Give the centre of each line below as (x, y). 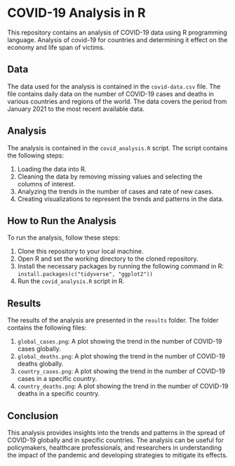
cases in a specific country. (57, 379)
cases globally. (39, 349)
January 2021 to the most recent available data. (76, 109)
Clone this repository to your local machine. (80, 252)
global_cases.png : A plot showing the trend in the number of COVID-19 (120, 342)
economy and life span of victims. (56, 47)
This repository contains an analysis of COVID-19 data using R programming (117, 32)
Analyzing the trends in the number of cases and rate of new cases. (115, 191)
